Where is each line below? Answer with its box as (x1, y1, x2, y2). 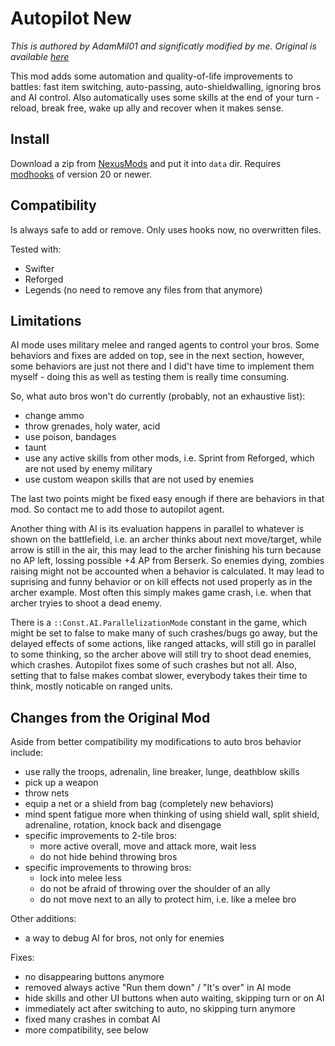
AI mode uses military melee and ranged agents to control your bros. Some (10, 339, 320, 351)
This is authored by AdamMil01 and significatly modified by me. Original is (10, 40, 317, 52)
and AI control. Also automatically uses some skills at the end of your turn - (10, 91, 320, 103)
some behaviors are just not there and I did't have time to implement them (10, 360, 315, 372)
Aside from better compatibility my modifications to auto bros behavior (10, 736, 302, 748)
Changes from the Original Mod (10, 709, 211, 726)
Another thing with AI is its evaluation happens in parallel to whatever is (10, 523, 305, 535)
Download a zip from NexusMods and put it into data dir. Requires (10, 157, 282, 169)
